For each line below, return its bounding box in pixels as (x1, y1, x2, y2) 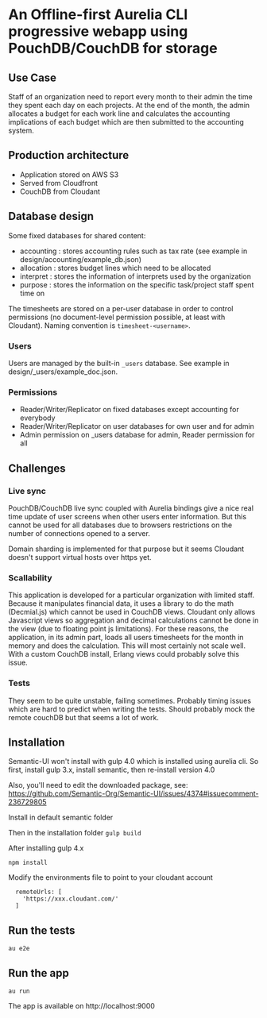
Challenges (8, 461, 66, 475)
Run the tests (8, 924, 75, 937)
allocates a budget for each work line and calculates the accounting (8, 109, 230, 118)
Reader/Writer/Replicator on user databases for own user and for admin (19, 422, 254, 431)
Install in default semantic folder (8, 812, 114, 823)
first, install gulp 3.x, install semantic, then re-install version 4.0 (8, 765, 215, 775)
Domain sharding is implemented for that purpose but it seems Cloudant (8, 544, 245, 553)
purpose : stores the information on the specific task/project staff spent (19, 280, 254, 289)
